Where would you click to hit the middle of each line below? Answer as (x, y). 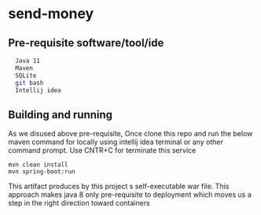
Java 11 (28, 61)
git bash (29, 83)
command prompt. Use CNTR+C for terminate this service (102, 150)
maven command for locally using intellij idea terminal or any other (116, 142)
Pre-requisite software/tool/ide (86, 43)
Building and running (60, 115)
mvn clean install (38, 165)
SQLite (26, 76)
